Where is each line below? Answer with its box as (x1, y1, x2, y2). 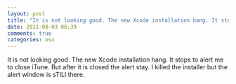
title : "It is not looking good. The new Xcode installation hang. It (7, 17, 218, 24)
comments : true (7, 29, 52, 37)
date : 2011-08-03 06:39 (7, 23, 77, 30)
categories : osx (7, 36, 55, 43)
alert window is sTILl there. (7, 71, 86, 79)
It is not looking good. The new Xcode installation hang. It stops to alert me (7, 55, 224, 64)
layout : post (7, 10, 46, 17)
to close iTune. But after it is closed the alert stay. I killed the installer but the (7, 63, 228, 71)
